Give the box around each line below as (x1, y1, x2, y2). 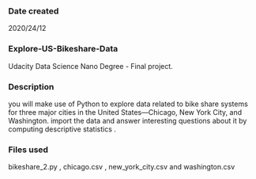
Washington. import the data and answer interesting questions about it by (8, 116, 247, 125)
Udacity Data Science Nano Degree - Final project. (8, 61, 174, 70)
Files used (8, 144, 49, 155)
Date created (8, 6, 59, 17)
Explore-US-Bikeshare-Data (8, 44, 119, 55)
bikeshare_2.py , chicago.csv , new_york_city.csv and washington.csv (8, 162, 235, 172)
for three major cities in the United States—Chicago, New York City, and (8, 107, 243, 116)
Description (8, 81, 55, 92)
